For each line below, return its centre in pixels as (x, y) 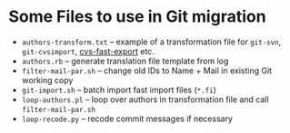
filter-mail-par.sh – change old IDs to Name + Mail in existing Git (147, 71)
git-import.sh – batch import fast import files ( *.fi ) (119, 90)
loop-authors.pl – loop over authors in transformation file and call (145, 99)
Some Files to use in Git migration (137, 17)
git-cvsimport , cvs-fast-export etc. (88, 51)
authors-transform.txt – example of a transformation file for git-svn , (151, 42)
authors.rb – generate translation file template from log (125, 61)
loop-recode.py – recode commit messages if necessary (127, 119)
